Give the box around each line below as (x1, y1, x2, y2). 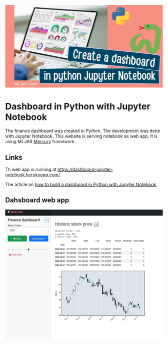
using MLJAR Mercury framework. (5, 139, 76, 145)
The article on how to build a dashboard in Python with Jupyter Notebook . (5, 181, 157, 188)
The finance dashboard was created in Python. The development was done (5, 128, 160, 134)
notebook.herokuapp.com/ (5, 172, 60, 178)
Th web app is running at (5, 166, 56, 173)
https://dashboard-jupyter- (57, 166, 113, 173)
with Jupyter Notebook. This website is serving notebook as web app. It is (5, 133, 158, 139)
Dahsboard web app (5, 196, 69, 204)
